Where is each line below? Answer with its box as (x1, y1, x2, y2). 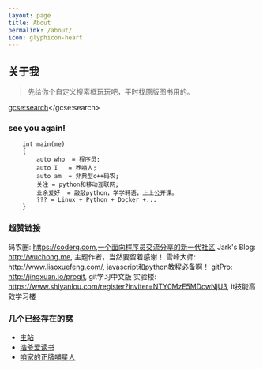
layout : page (8, 11, 51, 20)
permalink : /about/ (8, 26, 73, 34)
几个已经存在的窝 (8, 313, 73, 324)
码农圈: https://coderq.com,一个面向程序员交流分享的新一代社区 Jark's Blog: (8, 242, 257, 252)
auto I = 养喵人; (36, 164, 97, 172)
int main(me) (22, 140, 66, 148)
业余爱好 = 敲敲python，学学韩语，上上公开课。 (36, 189, 178, 197)
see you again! (8, 122, 66, 133)
